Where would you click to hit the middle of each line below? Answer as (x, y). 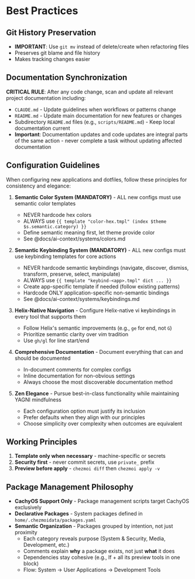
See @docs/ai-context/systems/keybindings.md (81, 299)
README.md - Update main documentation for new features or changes (98, 115)
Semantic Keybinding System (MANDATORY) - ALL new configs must (100, 250)
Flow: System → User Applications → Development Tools (92, 570)
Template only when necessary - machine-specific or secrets (90, 456)
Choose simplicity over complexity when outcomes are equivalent (103, 423)
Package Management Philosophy (70, 487)
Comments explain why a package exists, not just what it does (99, 551)
